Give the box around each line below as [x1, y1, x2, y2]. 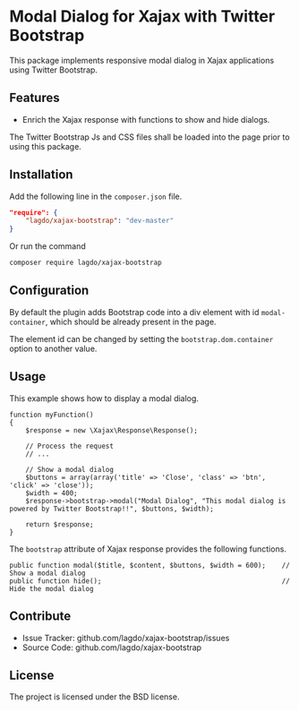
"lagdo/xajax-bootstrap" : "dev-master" [25, 217, 175, 226]
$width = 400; [25, 488, 78, 498]
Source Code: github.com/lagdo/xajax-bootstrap [21, 642, 202, 653]
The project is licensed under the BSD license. [9, 691, 180, 702]
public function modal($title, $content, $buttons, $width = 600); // [9, 561, 291, 570]
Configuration [9, 283, 90, 298]
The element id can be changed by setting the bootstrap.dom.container [9, 333, 274, 344]
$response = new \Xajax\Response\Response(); [25, 425, 199, 435]
